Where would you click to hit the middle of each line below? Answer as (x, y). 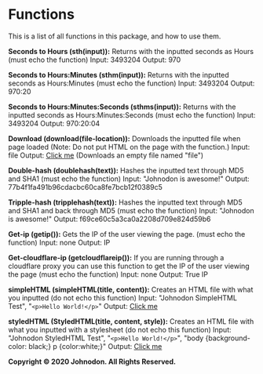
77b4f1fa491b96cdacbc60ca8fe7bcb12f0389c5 (86, 187)
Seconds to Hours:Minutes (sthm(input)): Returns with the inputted (119, 74)
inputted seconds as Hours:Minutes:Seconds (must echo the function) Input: (132, 114)
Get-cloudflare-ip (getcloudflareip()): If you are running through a (116, 257)
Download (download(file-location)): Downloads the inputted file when (124, 138)
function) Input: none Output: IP (59, 242)
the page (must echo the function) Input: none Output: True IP (108, 274)
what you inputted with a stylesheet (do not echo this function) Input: (120, 329)
